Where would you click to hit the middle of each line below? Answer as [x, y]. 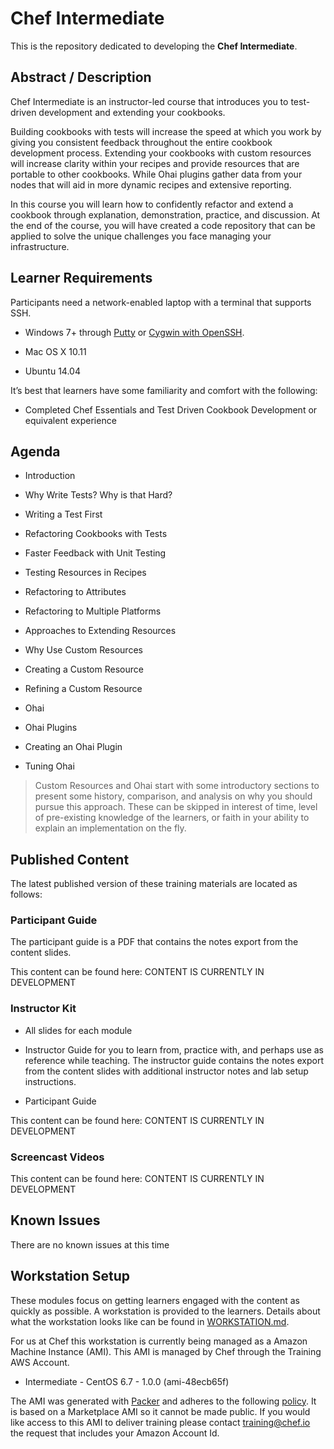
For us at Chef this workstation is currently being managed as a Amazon [159, 1341]
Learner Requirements [81, 278]
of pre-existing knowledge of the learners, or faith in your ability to [172, 818]
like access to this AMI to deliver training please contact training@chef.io [160, 1422]
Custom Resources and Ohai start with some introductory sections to [177, 786]
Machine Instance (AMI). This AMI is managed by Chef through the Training [166, 1351]
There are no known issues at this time [90, 1244]
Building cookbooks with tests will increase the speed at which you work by [166, 131]
